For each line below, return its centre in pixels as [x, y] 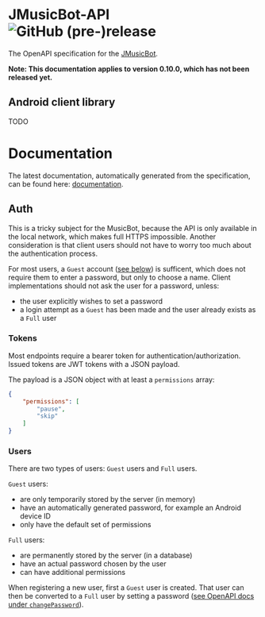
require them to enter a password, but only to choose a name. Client [120, 277]
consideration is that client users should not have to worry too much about [130, 245]
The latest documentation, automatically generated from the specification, [129, 175]
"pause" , [51, 409]
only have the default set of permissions [85, 525]
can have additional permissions [72, 573]
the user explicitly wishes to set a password [91, 301]
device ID [35, 516]
